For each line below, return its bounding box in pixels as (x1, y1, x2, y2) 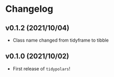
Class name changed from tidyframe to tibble (12, 37, 109, 43)
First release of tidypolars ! (12, 65, 71, 72)
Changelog (5, 3, 53, 15)
